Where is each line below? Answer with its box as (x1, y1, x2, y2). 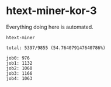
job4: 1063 (6, 75, 33, 81)
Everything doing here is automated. (6, 23, 93, 30)
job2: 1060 (6, 65, 33, 71)
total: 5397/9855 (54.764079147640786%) (6, 45, 106, 51)
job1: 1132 (6, 60, 33, 66)
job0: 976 (6, 55, 30, 61)
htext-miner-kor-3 (6, 4, 97, 18)
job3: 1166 (6, 70, 33, 76)
